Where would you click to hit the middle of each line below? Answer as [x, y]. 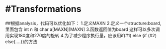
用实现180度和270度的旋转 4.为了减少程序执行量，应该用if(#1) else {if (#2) [81, 35]
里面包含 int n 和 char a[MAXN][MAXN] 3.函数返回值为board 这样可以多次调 [83, 29]
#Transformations [43, 9]
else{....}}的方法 [21, 41]
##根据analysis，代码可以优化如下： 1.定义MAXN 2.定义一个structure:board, [83, 23]
